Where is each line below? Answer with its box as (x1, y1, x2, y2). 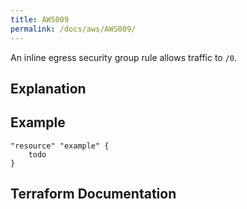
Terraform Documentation (10, 186, 177, 203)
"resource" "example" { (10, 141, 110, 151)
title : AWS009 (10, 14, 70, 25)
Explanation (10, 80, 87, 97)
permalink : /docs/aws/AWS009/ (10, 24, 137, 34)
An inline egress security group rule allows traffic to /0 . (10, 51, 238, 63)
